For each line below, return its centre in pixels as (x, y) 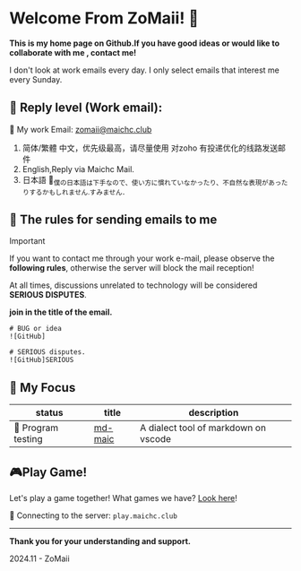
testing (28, 439)
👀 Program (36, 428)
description (214, 413)
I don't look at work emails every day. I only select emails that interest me (145, 70)
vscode (156, 439)
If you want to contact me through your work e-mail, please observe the (142, 258)
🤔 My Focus (43, 388)
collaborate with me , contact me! (73, 52)
